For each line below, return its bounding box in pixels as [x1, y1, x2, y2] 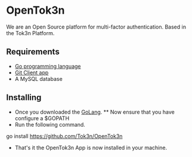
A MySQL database [14, 75, 63, 82]
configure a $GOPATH [14, 114, 70, 122]
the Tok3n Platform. [6, 29, 55, 36]
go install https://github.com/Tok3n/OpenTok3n [6, 132, 123, 140]
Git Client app [14, 69, 49, 76]
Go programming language [14, 62, 82, 70]
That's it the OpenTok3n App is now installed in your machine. [14, 144, 168, 151]
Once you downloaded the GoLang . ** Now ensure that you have [14, 108, 175, 115]
